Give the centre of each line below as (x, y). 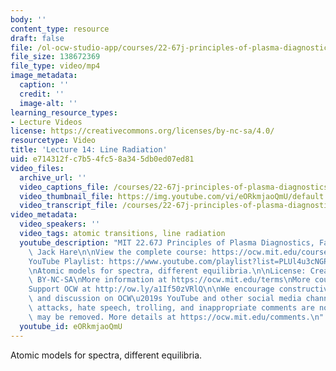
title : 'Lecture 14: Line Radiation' (89, 150)
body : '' (28, 19)
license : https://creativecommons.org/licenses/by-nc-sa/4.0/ (142, 131)
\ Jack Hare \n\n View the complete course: (118, 252)
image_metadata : (44, 76)
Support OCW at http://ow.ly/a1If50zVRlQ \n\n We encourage (151, 289)
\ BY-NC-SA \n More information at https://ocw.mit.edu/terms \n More (169, 280)
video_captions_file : (64, 187)
